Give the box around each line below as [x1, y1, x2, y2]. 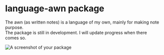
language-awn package [5, 3, 104, 14]
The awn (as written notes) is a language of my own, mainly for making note [5, 19, 159, 25]
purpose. [5, 24, 24, 30]
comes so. [5, 35, 26, 41]
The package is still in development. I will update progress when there [5, 29, 147, 35]
